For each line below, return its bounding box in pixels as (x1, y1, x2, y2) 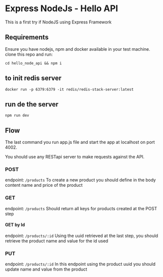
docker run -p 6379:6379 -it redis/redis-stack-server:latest (5, 87, 134, 92)
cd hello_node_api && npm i (5, 60, 62, 66)
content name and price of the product (5, 182, 83, 188)
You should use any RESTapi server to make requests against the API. (5, 154, 145, 160)
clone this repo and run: (5, 51, 53, 57)
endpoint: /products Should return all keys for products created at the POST (5, 205, 157, 211)
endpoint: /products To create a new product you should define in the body (5, 177, 156, 183)
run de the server (5, 100, 59, 108)
